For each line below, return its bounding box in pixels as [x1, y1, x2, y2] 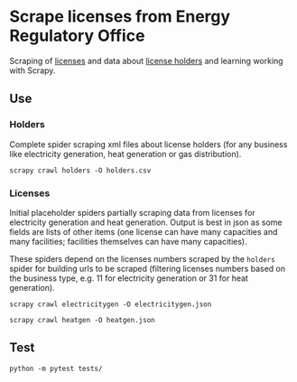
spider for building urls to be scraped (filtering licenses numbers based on [9, 263, 286, 274]
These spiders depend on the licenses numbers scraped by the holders [9, 253, 275, 264]
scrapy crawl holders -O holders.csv [9, 165, 152, 175]
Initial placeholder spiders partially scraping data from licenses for [9, 207, 255, 218]
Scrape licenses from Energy [9, 6, 231, 27]
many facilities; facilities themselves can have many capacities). [9, 236, 247, 247]
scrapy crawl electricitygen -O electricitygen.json [9, 300, 212, 309]
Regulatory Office [9, 25, 145, 46]
